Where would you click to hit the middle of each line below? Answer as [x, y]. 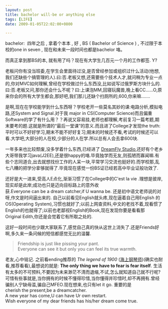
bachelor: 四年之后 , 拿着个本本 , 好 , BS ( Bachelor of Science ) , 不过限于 [81, 43]
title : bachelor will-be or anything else [50, 15]
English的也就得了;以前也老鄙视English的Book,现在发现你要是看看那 [75, 210]
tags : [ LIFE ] [19, 19]
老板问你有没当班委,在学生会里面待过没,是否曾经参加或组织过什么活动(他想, [83, 71]
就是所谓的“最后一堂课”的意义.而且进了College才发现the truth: [97, 126]
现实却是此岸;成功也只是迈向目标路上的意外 [50, 185]
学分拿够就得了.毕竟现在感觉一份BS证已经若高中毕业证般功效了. [93, 168]
